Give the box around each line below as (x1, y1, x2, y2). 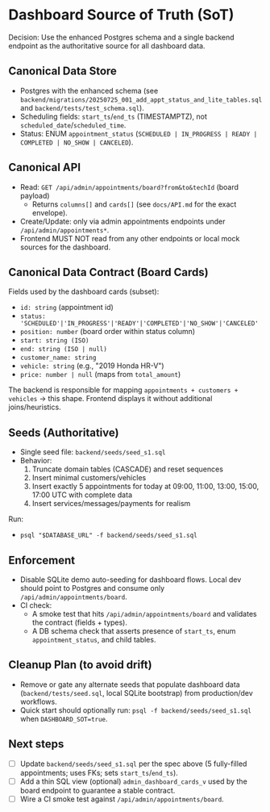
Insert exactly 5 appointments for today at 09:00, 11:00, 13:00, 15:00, (31, 482, 260, 492)
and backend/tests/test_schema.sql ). (19, 103, 145, 112)
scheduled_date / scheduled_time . (19, 119, 127, 130)
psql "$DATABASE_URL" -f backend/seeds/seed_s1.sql (19, 531, 197, 540)
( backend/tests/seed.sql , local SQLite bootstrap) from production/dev (19, 688, 254, 697)
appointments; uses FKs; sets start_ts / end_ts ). (19, 768, 179, 777)
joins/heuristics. (8, 402, 62, 412)
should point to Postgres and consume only (19, 584, 165, 592)
